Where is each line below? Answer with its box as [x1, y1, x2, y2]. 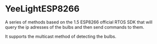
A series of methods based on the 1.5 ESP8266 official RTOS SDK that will [5, 19, 153, 25]
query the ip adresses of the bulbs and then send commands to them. [5, 24, 144, 30]
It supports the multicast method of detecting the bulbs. [5, 33, 116, 39]
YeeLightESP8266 [5, 3, 80, 14]
